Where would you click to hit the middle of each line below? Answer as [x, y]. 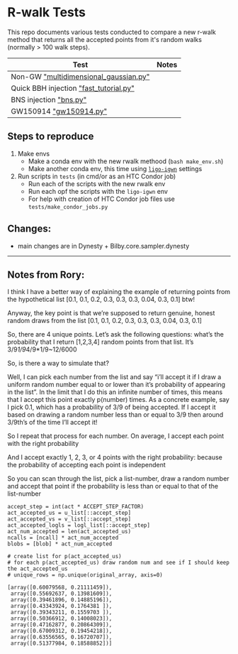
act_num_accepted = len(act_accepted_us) [69, 532]
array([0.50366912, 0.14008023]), [61, 618]
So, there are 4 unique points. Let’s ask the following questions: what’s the [116, 334]
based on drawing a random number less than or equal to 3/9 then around [115, 415]
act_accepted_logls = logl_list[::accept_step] [79, 525]
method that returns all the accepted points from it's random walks [104, 39]
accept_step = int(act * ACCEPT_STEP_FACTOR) [75, 507]
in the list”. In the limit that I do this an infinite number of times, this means [115, 392]
